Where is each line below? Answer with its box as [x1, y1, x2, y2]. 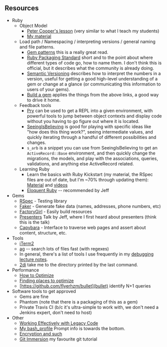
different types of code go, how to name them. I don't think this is [26, 59, 162, 65]
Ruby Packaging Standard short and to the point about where [26, 54, 153, 60]
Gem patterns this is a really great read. [26, 49, 108, 55]
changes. [26, 139, 46, 145]
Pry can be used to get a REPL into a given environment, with [26, 107, 153, 113]
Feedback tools [19, 102, 51, 108]
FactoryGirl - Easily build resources [19, 208, 92, 214]
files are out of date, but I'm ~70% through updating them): [26, 176, 149, 182]
